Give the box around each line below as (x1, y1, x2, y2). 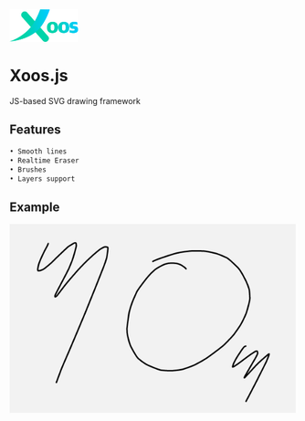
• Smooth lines (9, 147, 68, 156)
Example (9, 199, 60, 215)
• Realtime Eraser (9, 156, 79, 165)
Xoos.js (9, 65, 68, 86)
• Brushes (9, 165, 47, 174)
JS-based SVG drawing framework (9, 95, 142, 106)
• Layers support (9, 174, 76, 184)
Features (9, 121, 61, 137)
